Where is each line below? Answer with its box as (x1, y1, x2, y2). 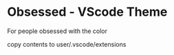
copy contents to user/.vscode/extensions (7, 40, 127, 48)
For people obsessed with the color (7, 27, 108, 35)
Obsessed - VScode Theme (7, 4, 168, 20)
